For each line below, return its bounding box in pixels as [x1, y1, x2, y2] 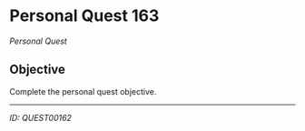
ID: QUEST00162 [9, 112, 73, 123]
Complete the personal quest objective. [9, 86, 157, 96]
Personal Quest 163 [9, 5, 160, 26]
